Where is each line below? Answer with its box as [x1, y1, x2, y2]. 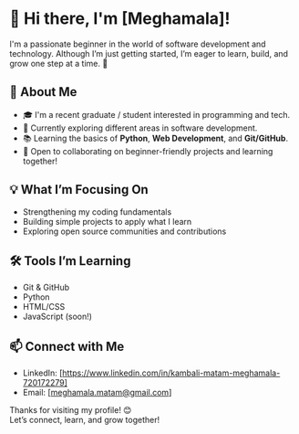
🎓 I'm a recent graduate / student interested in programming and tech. [22, 109, 290, 120]
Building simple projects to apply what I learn [22, 216, 192, 227]
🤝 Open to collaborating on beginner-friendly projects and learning [22, 145, 273, 156]
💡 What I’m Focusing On [9, 182, 149, 197]
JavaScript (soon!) [22, 311, 93, 323]
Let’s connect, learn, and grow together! [9, 415, 160, 426]
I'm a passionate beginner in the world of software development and [9, 38, 266, 49]
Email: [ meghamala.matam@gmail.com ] [22, 387, 172, 398]
